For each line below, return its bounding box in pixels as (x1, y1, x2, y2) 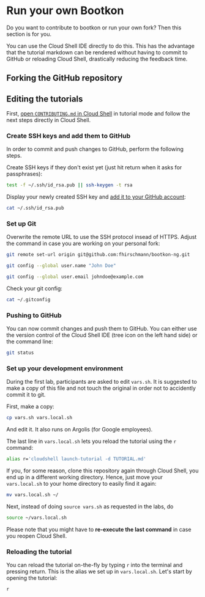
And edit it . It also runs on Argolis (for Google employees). (6, 426, 153, 433)
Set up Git (6, 219, 37, 228)
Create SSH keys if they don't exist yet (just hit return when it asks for (6, 164, 182, 171)
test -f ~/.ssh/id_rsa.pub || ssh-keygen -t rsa (6, 182, 133, 188)
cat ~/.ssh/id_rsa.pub (6, 205, 64, 211)
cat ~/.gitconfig (6, 297, 51, 303)
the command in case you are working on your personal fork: (6, 240, 160, 247)
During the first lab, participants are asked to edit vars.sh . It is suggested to (6, 378, 197, 386)
